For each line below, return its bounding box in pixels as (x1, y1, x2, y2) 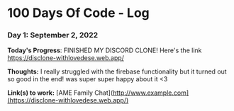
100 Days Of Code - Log (7, 5, 150, 21)
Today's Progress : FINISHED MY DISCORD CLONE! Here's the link (7, 46, 202, 54)
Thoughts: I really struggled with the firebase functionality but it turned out (7, 67, 227, 76)
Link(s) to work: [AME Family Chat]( (7, 88, 113, 97)
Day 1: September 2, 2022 (7, 30, 99, 40)
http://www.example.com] (112, 88, 189, 97)
